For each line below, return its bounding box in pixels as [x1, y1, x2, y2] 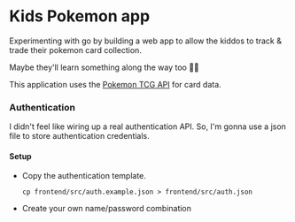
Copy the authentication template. [21, 171, 146, 181]
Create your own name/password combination [21, 203, 192, 214]
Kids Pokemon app [9, 6, 151, 27]
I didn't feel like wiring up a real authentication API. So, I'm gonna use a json [9, 121, 286, 132]
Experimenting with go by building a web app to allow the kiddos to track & [9, 35, 282, 46]
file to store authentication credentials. [9, 131, 151, 142]
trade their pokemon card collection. [9, 44, 142, 55]
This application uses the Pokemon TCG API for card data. [9, 79, 221, 89]
